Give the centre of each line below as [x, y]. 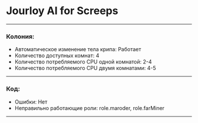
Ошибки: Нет [31, 102]
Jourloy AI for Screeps [62, 11]
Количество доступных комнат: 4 [57, 56]
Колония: [20, 36]
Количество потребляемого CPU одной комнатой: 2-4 [83, 62]
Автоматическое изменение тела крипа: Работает [78, 49]
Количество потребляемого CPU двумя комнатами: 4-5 [85, 68]
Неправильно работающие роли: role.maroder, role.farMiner [90, 108]
